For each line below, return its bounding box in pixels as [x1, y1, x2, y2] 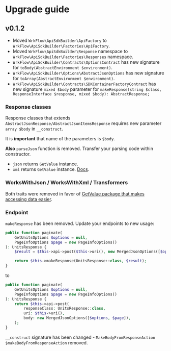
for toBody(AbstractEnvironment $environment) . [12, 65, 113, 70]
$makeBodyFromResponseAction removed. [5, 339, 88, 345]
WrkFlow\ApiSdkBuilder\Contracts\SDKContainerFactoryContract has [12, 81, 156, 87]
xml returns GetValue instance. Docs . [12, 166, 90, 172]
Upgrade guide [5, 4, 70, 15]
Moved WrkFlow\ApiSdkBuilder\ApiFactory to [12, 37, 107, 43]
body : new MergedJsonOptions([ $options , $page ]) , [23, 315, 131, 321]
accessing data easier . [5, 196, 52, 202]
